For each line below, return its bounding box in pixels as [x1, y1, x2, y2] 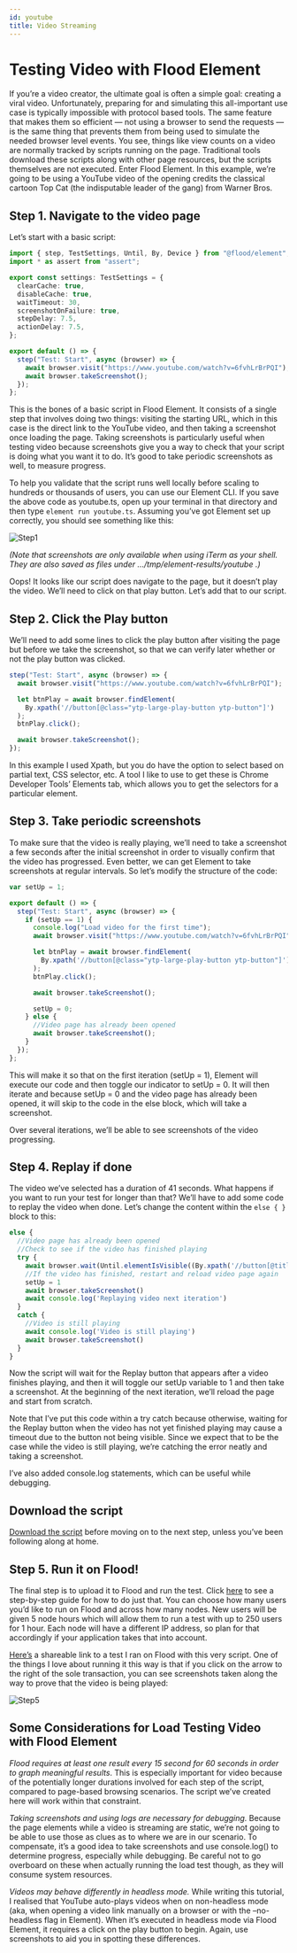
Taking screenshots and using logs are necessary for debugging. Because [9, 1812, 281, 1823]
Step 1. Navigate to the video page [9, 208, 201, 223]
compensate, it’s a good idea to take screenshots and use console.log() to [9, 1841, 278, 1851]
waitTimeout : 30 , [17, 298, 81, 306]
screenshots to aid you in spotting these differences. [9, 1933, 201, 1944]
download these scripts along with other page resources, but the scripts [9, 154, 272, 165]
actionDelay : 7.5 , [17, 322, 86, 332]
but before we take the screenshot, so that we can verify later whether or [9, 644, 276, 655]
